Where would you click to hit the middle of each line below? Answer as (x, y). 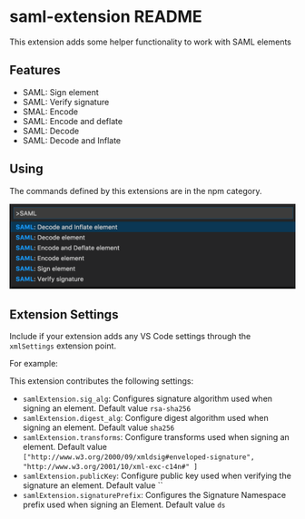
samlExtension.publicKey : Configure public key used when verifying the (157, 475)
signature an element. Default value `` (93, 485)
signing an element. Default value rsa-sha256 (107, 408)
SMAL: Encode (50, 112)
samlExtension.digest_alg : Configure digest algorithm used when (146, 417)
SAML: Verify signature (66, 102)
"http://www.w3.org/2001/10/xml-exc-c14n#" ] (110, 466)
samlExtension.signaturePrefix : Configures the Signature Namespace (154, 495)
